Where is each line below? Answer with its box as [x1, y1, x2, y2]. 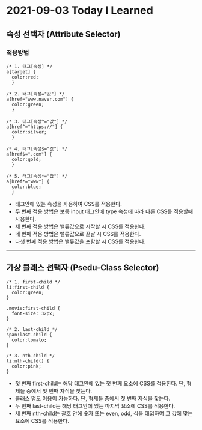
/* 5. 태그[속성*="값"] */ [6, 173, 68, 179]
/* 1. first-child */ [6, 279, 61, 285]
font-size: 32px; [11, 310, 55, 316]
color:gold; [11, 156, 42, 162]
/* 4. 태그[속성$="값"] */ [6, 145, 68, 152]
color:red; [11, 74, 39, 80]
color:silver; [11, 129, 47, 135]
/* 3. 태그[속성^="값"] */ [6, 118, 68, 124]
